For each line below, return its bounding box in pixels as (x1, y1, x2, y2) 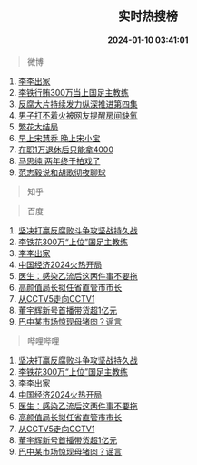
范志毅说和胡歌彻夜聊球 (17, 167, 106, 178)
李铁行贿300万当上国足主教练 (17, 87, 130, 98)
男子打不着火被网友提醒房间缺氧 (17, 109, 138, 120)
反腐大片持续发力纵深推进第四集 (17, 98, 138, 109)
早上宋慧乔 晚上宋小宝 (17, 132, 101, 143)
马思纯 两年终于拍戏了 (17, 155, 101, 166)
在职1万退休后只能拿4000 (17, 144, 114, 155)
